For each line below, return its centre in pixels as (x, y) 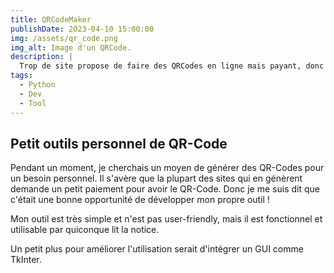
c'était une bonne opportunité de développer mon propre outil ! (140, 200)
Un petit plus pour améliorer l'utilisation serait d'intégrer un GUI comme (157, 249)
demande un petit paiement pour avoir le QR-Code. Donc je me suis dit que (165, 189)
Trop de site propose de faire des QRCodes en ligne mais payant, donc (172, 66)
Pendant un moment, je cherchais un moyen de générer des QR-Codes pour (167, 168)
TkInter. (26, 260)
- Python (37, 85)
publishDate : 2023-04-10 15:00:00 (82, 29)
